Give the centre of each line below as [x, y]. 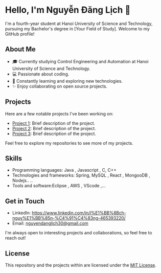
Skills [13, 158]
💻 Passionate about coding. [41, 74]
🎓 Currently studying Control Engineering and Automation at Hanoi [80, 61]
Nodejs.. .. [23, 181]
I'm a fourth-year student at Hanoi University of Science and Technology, [79, 23]
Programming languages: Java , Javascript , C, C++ [64, 170]
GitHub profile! [20, 34]
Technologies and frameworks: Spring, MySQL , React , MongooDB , [81, 175]
